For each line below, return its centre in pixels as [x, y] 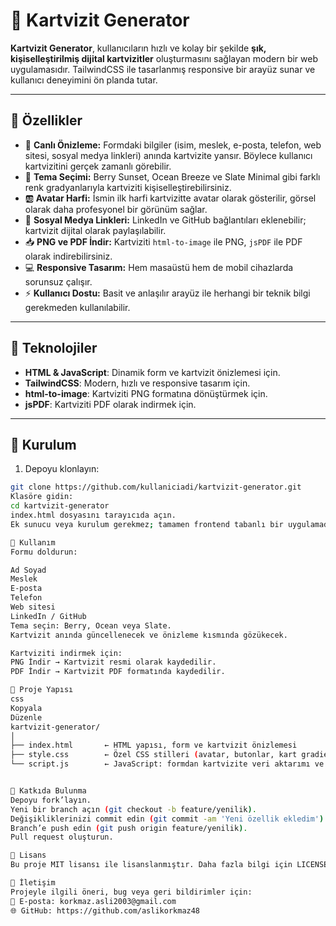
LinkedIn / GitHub [48, 616]
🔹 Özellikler [46, 120]
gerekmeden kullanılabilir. [77, 307]
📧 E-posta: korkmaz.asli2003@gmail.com [93, 901]
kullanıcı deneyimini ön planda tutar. [84, 80]
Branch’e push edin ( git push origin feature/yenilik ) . [129, 828]
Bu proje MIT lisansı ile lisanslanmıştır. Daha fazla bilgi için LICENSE [169, 865]
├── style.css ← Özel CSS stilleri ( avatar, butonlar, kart [154, 755]
